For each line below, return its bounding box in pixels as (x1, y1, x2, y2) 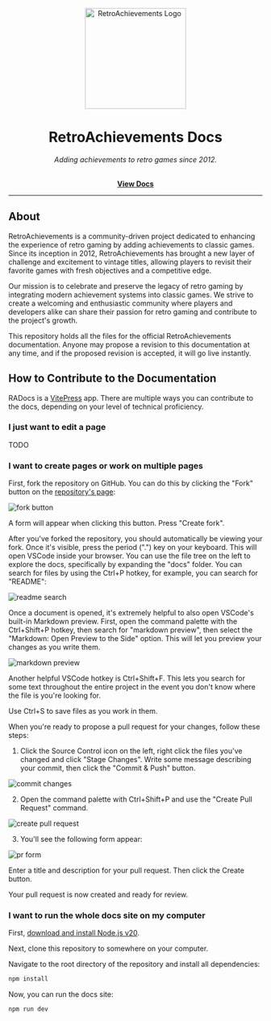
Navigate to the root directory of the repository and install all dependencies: (8, 960, 261, 969)
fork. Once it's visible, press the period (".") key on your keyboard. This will (8, 543, 257, 552)
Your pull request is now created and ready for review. (8, 890, 189, 899)
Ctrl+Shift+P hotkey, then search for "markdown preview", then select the (8, 625, 253, 635)
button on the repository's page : (8, 487, 116, 497)
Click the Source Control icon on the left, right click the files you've (19, 746, 243, 756)
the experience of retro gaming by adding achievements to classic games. (8, 240, 255, 249)
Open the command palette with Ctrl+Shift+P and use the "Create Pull (19, 794, 252, 804)
